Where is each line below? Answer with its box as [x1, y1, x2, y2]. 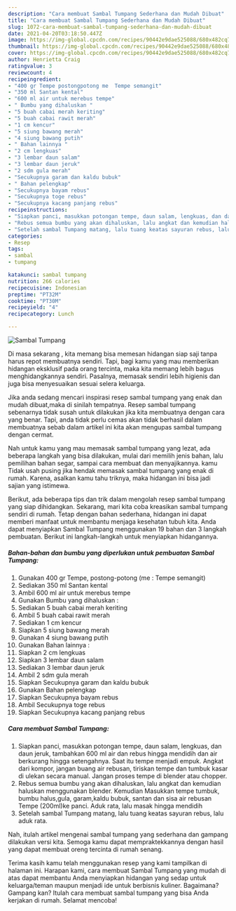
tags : [8, 245, 24, 253]
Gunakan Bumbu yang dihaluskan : [18, 595, 119, 605]
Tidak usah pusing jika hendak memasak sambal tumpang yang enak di [8, 467, 214, 474]
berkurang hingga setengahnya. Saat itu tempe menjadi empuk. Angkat [18, 756, 224, 765]
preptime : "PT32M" [8, 291, 62, 298]
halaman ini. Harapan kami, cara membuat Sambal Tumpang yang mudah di [8, 866, 226, 874]
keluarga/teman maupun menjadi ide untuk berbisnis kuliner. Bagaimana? [8, 881, 219, 889]
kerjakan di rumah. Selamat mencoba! [8, 896, 118, 904]
